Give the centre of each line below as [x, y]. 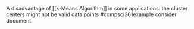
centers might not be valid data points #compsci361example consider [91, 14]
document [19, 21]
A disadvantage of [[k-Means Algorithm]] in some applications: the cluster [97, 8]
